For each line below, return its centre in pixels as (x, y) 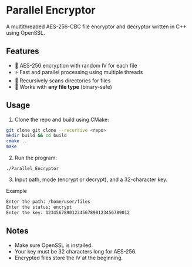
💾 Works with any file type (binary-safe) (63, 86)
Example (17, 191)
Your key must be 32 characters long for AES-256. (75, 251)
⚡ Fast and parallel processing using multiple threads (79, 72)
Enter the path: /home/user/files (48, 202)
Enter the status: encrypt (39, 207)
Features (23, 51)
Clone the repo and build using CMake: (62, 119)
